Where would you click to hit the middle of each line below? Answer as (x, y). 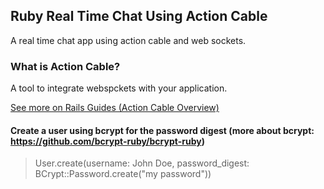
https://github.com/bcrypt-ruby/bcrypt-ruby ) (107, 141)
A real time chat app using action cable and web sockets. (128, 40)
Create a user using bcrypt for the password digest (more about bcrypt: (162, 130)
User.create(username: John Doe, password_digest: (142, 163)
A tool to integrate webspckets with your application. (119, 88)
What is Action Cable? (65, 66)
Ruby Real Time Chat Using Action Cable (139, 16)
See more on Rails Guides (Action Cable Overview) (115, 108)
